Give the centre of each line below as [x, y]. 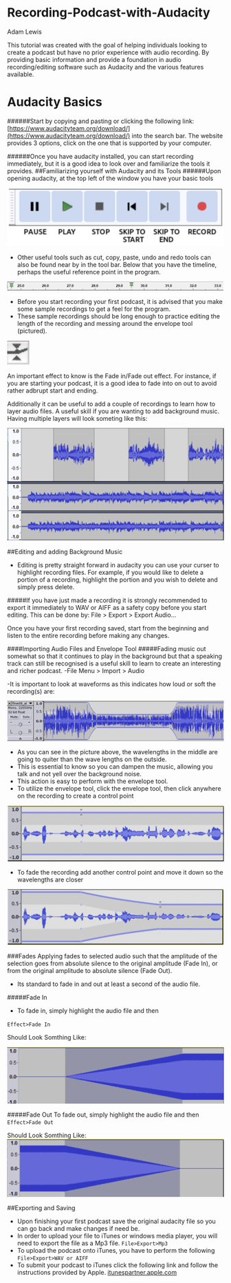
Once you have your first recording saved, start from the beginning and [108, 628]
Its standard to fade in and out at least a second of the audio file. [109, 984]
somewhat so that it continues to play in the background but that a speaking [114, 656]
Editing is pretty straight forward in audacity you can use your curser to [118, 564]
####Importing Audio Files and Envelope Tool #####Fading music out [107, 648]
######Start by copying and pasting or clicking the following [94, 121]
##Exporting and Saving [41, 1208]
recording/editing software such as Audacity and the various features [106, 67]
